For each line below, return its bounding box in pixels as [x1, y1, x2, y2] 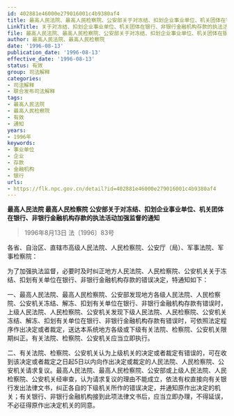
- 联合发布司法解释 [7, 88, 56, 95]
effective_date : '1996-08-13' [7, 56, 95, 63]
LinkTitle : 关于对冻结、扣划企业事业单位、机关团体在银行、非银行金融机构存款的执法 [7, 23, 223, 30]
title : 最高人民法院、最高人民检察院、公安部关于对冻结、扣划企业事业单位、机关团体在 [7, 17, 226, 24]
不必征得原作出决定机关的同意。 [7, 401, 99, 410]
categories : [7, 75, 42, 82]
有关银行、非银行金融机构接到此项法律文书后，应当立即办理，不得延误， [19, 392, 227, 401]
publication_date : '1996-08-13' [7, 49, 101, 56]
